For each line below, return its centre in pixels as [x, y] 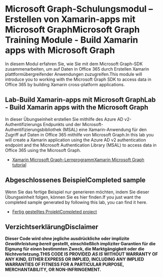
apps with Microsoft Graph [60, 50]
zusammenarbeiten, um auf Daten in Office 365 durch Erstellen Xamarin [77, 69]
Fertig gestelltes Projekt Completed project [54, 212]
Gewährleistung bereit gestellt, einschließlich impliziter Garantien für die [80, 244]
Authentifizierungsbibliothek [33, 129]
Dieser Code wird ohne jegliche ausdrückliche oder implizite [67, 239]
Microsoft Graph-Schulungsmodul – [79, 9]
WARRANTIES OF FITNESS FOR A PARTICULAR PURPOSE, [64, 264]
